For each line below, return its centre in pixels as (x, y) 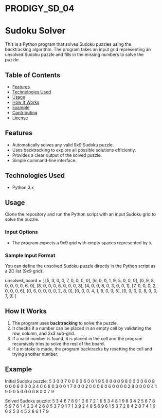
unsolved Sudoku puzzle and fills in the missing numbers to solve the (74, 55)
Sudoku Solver (35, 31)
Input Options (21, 232)
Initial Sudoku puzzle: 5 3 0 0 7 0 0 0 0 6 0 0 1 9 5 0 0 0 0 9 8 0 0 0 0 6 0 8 (80, 381)
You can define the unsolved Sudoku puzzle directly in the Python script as (80, 266)
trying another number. (35, 354)
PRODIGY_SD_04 (40, 9)
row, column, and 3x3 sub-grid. (44, 333)
